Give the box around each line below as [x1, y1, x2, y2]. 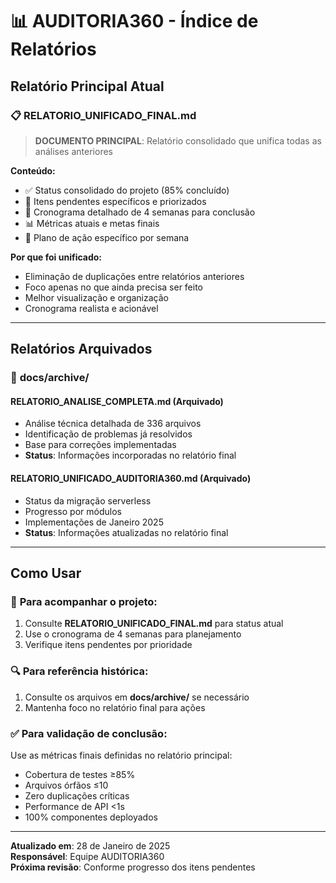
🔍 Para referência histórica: [10, 664, 149, 678]
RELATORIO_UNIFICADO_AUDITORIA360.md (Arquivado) [10, 472, 252, 484]
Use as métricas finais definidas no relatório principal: [10, 749, 233, 761]
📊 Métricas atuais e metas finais [24, 217, 160, 229]
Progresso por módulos [24, 505, 122, 517]
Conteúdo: [10, 164, 56, 177]
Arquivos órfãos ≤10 [24, 779, 109, 791]
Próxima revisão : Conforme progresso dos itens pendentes [10, 861, 256, 873]
